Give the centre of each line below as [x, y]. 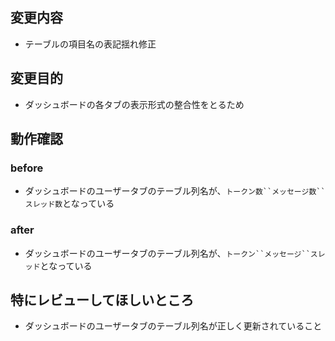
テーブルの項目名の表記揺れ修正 [90, 44]
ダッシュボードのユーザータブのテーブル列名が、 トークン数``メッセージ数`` [175, 191]
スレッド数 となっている [69, 204]
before [27, 168]
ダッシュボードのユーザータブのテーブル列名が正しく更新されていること [173, 326]
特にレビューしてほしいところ [102, 300]
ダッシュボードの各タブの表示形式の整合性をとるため [134, 104]
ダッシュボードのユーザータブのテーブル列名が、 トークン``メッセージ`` [167, 253]
